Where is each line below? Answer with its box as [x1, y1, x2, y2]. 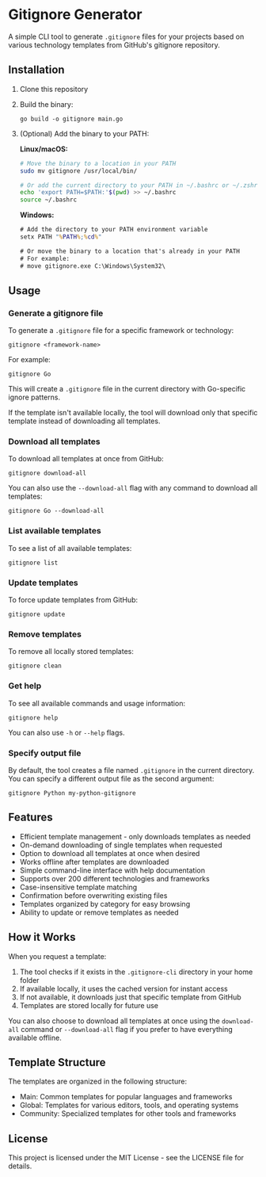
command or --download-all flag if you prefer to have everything [21, 1024, 234, 1034]
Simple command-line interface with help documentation [19, 866, 206, 875]
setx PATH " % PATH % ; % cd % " [19, 233, 102, 241]
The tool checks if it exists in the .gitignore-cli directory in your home [19, 967, 253, 976]
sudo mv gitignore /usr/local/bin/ [19, 166, 138, 175]
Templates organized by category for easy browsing [19, 899, 191, 908]
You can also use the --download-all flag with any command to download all [8, 483, 258, 493]
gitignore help [8, 713, 59, 722]
